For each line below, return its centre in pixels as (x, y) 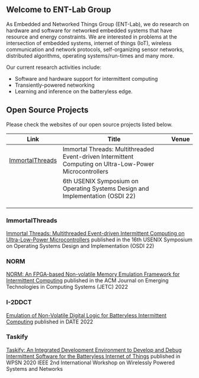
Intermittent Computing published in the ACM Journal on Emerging (87, 281)
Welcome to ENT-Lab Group (59, 10)
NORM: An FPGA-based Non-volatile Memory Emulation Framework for (93, 274)
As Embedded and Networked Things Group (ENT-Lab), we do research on (98, 24)
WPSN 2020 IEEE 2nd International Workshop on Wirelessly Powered (91, 363)
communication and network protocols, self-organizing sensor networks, (95, 49)
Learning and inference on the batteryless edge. (74, 91)
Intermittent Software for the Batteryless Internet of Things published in (93, 356)
